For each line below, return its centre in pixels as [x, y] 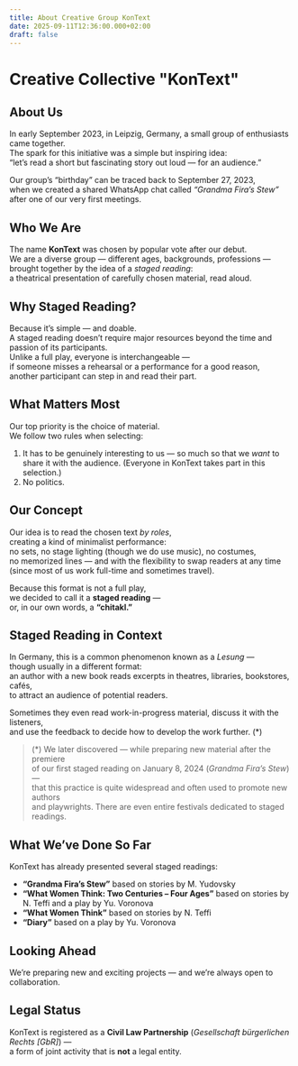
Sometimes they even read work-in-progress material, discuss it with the [144, 712]
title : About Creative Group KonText [80, 18]
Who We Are [45, 228]
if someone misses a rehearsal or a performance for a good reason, [135, 367]
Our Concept [46, 510]
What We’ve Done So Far [80, 845]
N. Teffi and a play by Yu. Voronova [88, 904]
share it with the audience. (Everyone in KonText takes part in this [144, 463]
